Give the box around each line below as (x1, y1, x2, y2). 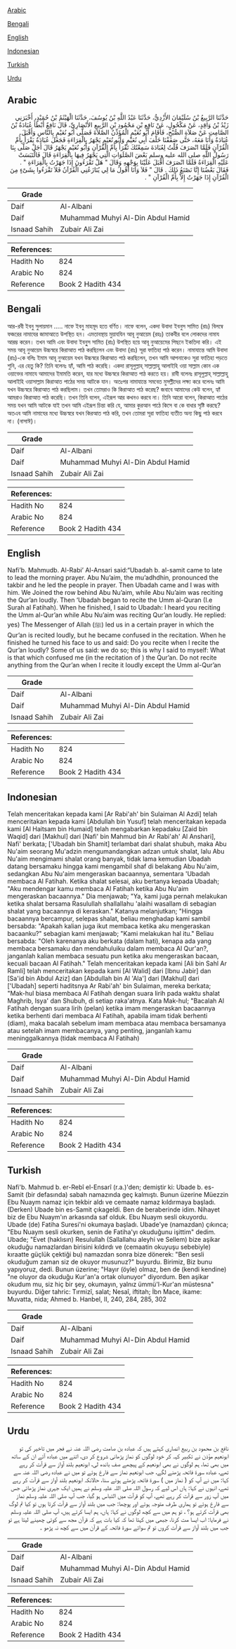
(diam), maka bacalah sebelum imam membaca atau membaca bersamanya (7, 1019, 226, 1027)
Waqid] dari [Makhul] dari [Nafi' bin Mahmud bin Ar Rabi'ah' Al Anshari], (7, 833, 216, 841)
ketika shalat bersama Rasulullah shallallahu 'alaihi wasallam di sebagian (7, 899, 216, 908)
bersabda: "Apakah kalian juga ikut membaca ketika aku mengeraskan (7, 922, 211, 930)
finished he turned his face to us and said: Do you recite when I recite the (7, 639, 220, 647)
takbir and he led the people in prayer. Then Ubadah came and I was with (7, 581, 220, 589)
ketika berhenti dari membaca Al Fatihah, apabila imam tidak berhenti (7, 1012, 208, 1020)
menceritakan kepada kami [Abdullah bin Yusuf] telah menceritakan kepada (7, 817, 227, 826)
